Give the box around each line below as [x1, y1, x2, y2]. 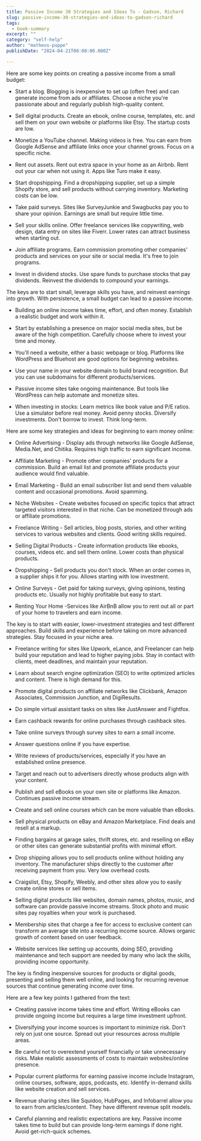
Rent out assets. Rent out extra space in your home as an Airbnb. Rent [14, 161, 188, 168]
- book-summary [11, 25, 50, 32]
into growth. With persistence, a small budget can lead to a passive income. [6, 295, 194, 302]
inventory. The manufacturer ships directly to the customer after [14, 860, 174, 867]
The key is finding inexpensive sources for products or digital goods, [6, 969, 176, 977]
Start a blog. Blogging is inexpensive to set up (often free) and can [14, 88, 179, 95]
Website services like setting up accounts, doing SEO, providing [14, 945, 173, 952]
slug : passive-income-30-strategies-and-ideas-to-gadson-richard [6, 14, 173, 20]
